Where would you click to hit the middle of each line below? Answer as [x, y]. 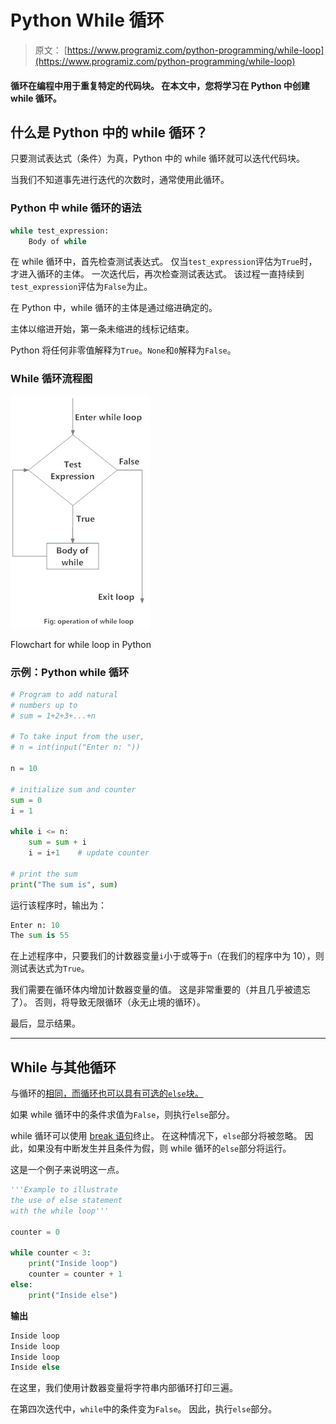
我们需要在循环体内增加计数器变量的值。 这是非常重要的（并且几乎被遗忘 [160, 990]
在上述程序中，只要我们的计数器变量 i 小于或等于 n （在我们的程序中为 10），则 [167, 956]
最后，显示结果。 [45, 1023]
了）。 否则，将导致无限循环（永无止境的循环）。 [108, 1002]
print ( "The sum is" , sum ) [64, 884]
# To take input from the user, [77, 737]
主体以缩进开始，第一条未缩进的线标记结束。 [102, 329]
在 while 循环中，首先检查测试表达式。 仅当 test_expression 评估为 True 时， [164, 262]
